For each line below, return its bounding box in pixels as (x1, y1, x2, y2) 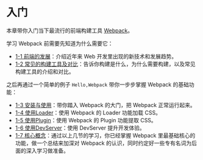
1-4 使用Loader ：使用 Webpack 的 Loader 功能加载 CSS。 (15, 109, 162, 116)
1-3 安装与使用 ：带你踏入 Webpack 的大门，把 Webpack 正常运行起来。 (15, 101, 196, 108)
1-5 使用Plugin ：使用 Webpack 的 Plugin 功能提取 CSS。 (15, 116, 157, 123)
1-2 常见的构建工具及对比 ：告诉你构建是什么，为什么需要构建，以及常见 (15, 60, 196, 68)
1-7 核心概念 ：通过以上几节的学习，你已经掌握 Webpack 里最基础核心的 (15, 131, 196, 139)
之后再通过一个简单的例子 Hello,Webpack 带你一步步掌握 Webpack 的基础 (6, 80, 189, 88)
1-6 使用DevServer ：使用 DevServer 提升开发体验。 (15, 124, 145, 131)
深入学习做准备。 (26, 147, 69, 154)
